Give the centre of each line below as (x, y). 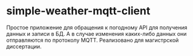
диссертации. (24, 46)
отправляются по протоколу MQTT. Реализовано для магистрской (93, 40)
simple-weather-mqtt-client (78, 11)
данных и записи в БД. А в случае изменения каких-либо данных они (97, 33)
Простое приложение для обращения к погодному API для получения (97, 27)
